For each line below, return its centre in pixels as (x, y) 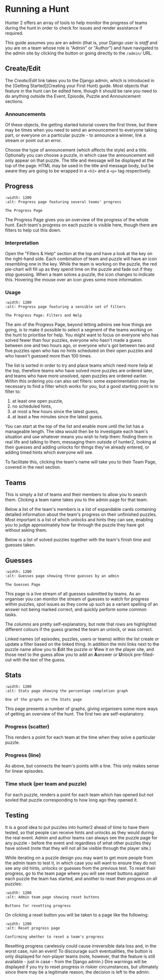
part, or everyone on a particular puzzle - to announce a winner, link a (75, 135)
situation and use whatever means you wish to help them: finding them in (79, 437)
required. (14, 33)
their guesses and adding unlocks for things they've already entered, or (77, 447)
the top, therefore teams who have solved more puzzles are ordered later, (79, 371)
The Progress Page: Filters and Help (44, 316)
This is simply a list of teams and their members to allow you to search (76, 495)
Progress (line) (23, 755)
